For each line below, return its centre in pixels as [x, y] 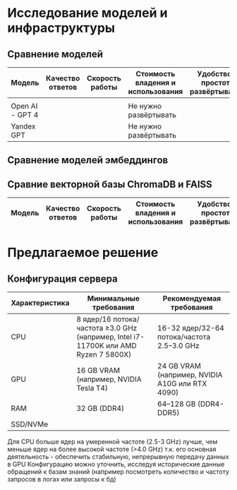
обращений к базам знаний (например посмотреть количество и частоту [118, 472]
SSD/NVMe [30, 424]
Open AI [24, 106]
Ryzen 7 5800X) [104, 354]
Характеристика [40, 303]
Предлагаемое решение [83, 253]
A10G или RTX [182, 384]
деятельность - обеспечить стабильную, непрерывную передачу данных [118, 457]
